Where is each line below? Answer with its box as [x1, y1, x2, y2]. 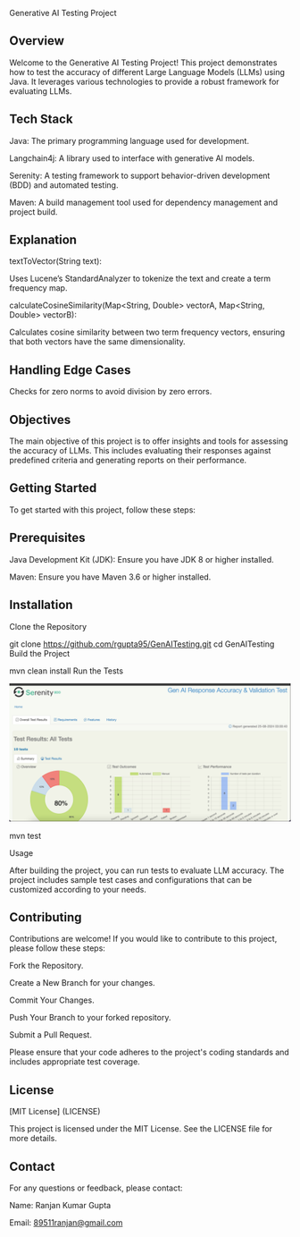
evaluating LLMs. [9, 85, 72, 97]
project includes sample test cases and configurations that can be [9, 874, 253, 885]
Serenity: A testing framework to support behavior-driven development [9, 170, 271, 181]
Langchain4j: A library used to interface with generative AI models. [9, 152, 255, 164]
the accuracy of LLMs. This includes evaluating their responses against [9, 445, 271, 456]
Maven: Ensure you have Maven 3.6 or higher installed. [9, 572, 212, 582]
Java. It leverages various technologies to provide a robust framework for [9, 76, 279, 87]
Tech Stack [9, 112, 73, 127]
